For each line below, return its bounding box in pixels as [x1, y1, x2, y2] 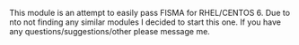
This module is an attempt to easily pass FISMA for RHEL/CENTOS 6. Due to [9, 8, 290, 18]
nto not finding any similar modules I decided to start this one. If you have [9, 17, 281, 27]
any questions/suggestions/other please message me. [9, 26, 211, 36]
